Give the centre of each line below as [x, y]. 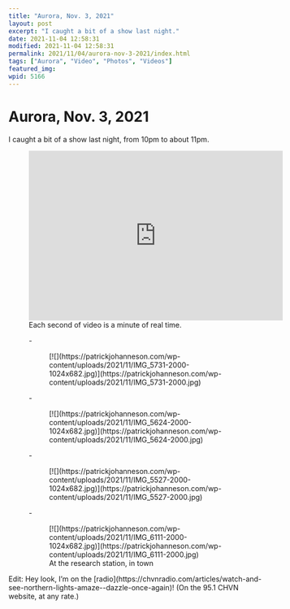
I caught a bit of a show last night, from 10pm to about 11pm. [109, 139]
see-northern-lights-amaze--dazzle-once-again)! [91, 587]
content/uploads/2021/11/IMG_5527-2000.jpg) [126, 497]
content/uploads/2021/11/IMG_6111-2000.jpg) [124, 555]
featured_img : [32, 69]
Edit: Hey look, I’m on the [50, 579]
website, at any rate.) [44, 596]
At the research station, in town [102, 563]
